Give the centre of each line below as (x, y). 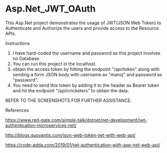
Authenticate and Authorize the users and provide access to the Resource (82, 28)
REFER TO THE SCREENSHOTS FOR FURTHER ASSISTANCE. (69, 100)
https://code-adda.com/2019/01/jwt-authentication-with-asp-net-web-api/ (83, 145)
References (17, 110)
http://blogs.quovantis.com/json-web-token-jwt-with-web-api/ (70, 135)
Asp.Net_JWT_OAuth (50, 9)
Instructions (18, 43)
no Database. (26, 58)
